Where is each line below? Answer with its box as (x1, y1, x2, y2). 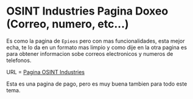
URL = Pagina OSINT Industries (6, 68, 85, 75)
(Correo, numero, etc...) (6, 17, 129, 31)
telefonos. (6, 56, 32, 64)
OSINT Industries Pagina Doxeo (6, 4, 169, 18)
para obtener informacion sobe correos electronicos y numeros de (6, 50, 174, 57)
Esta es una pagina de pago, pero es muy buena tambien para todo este (6, 80, 188, 87)
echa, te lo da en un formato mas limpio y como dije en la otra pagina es (6, 44, 188, 51)
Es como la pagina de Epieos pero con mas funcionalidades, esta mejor (6, 37, 185, 44)
